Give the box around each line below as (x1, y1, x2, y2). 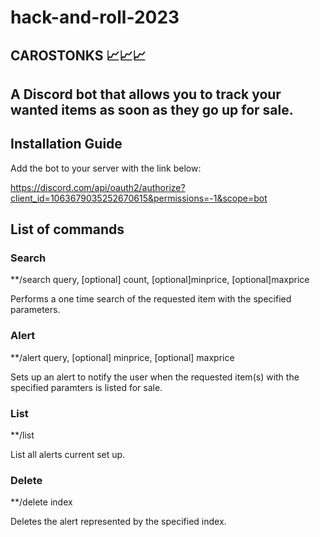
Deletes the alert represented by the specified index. (10, 516, 227, 528)
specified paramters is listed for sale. (10, 381, 163, 393)
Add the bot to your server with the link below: (10, 162, 202, 174)
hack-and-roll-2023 (10, 6, 180, 29)
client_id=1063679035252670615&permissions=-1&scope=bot (10, 192, 268, 204)
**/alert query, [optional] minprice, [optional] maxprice (10, 351, 235, 363)
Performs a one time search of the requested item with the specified (10, 293, 292, 305)
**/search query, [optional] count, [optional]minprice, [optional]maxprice (10, 274, 310, 286)
